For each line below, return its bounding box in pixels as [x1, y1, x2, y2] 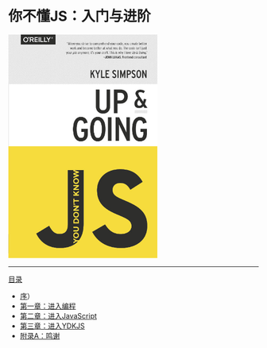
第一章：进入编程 [19, 301, 76, 311]
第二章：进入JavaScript [19, 311, 98, 320]
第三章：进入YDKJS [19, 321, 85, 331]
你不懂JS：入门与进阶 [8, 7, 151, 25]
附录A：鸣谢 [19, 331, 60, 340]
